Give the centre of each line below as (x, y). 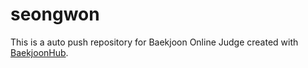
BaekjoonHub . (39, 52)
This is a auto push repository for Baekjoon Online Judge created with (154, 42)
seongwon (55, 14)
